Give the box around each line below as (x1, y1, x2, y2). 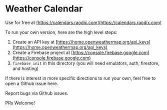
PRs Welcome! (5, 99, 35, 105)
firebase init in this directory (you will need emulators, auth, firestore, (12, 60, 159, 66)
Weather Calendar (5, 3, 83, 14)
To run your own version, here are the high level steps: (5, 29, 117, 35)
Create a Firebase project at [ (12, 49, 73, 55)
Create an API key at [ (12, 38, 57, 45)
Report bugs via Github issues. (5, 90, 68, 96)
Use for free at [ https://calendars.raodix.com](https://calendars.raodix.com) (5, 19, 162, 25)
